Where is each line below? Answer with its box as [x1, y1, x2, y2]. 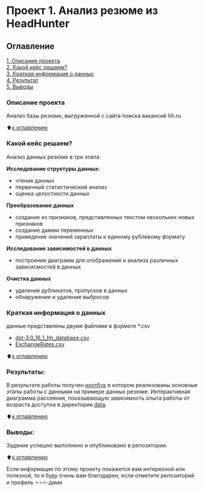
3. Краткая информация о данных [6, 70, 94, 77]
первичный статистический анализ [15, 183, 107, 190]
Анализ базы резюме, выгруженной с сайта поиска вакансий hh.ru [6, 112, 181, 120]
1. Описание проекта [6, 57, 60, 64]
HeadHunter [6, 16, 70, 31]
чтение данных [15, 176, 55, 184]
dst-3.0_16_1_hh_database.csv [15, 334, 90, 341]
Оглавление [6, 41, 55, 51]
